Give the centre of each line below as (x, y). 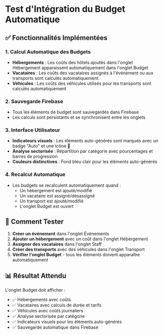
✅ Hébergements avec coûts (41, 300)
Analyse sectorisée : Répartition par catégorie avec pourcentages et (82, 151)
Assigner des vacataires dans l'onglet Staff (57, 244)
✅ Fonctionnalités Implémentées (56, 38)
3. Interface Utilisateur (33, 130)
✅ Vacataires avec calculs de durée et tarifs (57, 305)
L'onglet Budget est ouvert (47, 206)
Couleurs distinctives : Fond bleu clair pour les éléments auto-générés (85, 162)
